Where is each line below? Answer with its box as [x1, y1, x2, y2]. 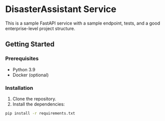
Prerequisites [5, 55, 39, 62]
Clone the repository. [12, 95, 56, 101]
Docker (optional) [12, 72, 49, 78]
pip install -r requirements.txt [5, 110, 75, 116]
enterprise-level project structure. [5, 25, 75, 31]
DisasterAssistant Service [5, 4, 117, 15]
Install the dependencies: [12, 101, 65, 107]
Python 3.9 [12, 66, 36, 72]
